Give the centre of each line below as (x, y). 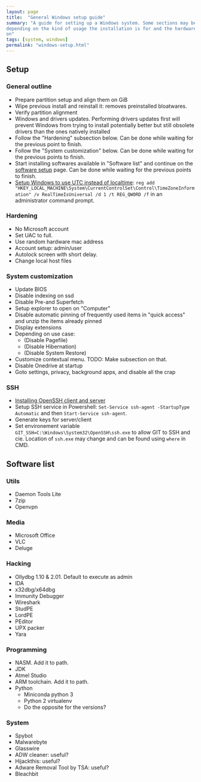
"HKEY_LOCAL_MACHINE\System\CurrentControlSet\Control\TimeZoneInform (105, 188)
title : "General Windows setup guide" (56, 17)
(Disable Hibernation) (50, 347)
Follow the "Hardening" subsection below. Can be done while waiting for (104, 138)
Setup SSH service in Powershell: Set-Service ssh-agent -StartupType (102, 407)
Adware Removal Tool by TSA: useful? (62, 768)
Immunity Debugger (39, 596)
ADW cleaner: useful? (42, 755)
